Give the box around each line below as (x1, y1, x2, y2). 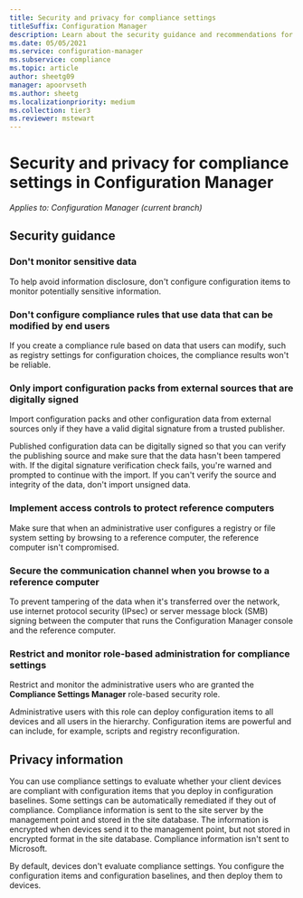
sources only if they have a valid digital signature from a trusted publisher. (9, 423, 285, 434)
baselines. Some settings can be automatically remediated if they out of (9, 795, 277, 806)
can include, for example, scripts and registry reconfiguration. (9, 725, 241, 737)
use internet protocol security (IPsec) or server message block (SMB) (9, 605, 269, 616)
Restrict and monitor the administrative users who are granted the (9, 679, 255, 690)
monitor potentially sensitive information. (9, 286, 162, 297)
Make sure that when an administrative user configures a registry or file (9, 522, 276, 534)
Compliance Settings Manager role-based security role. (9, 689, 221, 700)
